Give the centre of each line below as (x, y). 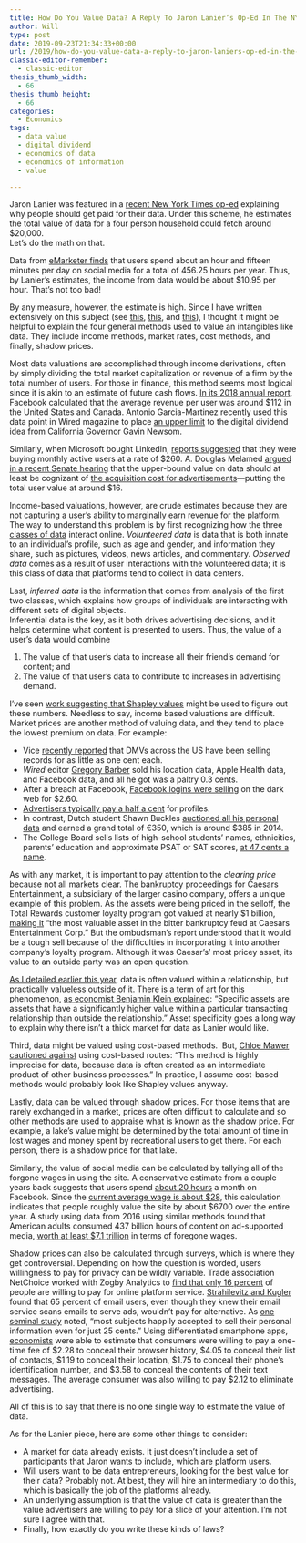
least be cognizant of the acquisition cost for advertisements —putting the (148, 478)
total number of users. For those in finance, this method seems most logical (151, 383)
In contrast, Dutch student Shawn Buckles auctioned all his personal (151, 818)
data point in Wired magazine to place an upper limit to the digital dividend (149, 422)
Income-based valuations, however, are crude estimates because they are (148, 506)
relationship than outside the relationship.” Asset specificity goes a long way (153, 1018)
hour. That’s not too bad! (56, 290)
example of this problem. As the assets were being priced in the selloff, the (150, 904)
